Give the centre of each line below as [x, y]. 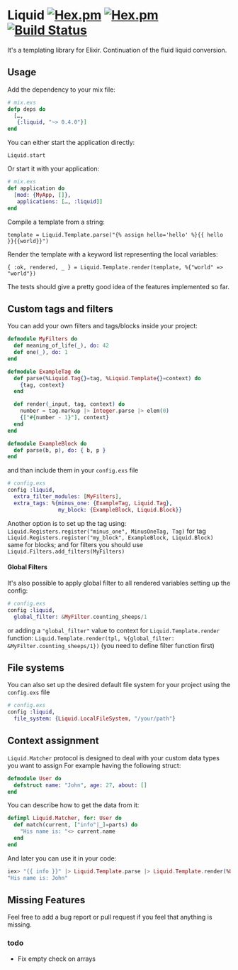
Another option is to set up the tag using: [67, 523]
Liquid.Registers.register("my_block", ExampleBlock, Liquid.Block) [110, 538]
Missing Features [46, 900]
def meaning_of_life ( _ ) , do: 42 [62, 346]
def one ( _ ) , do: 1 [41, 352]
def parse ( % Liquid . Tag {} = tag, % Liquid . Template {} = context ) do [107, 378]
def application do [36, 188]
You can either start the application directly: [71, 143]
